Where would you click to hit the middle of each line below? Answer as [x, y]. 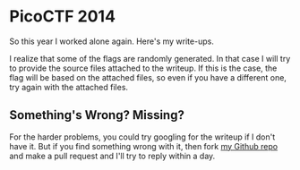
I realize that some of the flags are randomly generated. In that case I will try [150, 58]
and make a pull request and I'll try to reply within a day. [112, 156]
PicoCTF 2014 [63, 17]
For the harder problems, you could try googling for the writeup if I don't [142, 137]
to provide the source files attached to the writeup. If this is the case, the [143, 68]
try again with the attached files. [69, 87]
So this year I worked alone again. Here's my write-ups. [112, 41]
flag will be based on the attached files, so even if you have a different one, [148, 77]
